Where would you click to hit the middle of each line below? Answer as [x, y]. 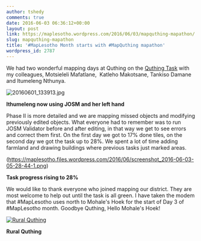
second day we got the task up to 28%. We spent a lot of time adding [92, 141]
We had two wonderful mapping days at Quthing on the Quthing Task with [98, 68]
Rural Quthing [24, 231]
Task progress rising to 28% [42, 177]
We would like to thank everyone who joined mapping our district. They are [99, 189]
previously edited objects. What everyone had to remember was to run [94, 122]
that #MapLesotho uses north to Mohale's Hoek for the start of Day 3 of [95, 201]
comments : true [25, 17]
